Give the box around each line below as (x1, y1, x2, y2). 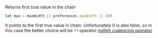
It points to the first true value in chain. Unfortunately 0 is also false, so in (5, 22, 152, 28)
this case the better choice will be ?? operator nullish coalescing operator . (5, 27, 154, 33)
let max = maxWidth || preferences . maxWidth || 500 (5, 14, 112, 19)
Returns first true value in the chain (5, 4, 76, 10)
